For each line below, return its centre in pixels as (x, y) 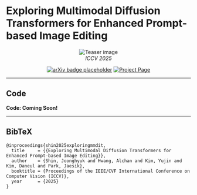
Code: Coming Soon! (32, 107)
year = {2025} (35, 181)
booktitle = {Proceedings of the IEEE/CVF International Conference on (101, 171)
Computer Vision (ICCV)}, (38, 176)
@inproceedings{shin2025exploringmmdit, (56, 145)
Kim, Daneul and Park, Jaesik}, (45, 166)
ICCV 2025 (98, 58)
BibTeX (19, 132)
